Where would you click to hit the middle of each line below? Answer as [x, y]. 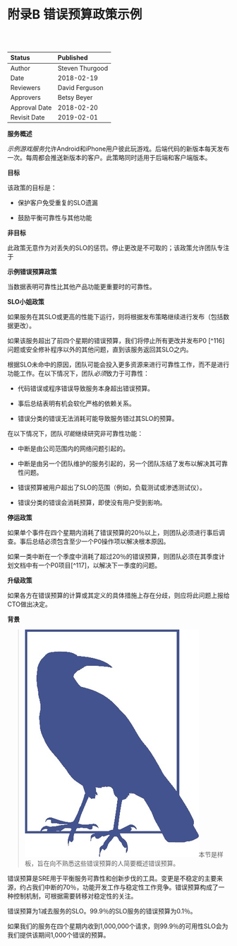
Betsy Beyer [75, 98]
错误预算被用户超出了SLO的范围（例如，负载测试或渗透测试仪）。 [112, 488]
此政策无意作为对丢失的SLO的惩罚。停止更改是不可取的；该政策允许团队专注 [119, 248]
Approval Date [31, 108]
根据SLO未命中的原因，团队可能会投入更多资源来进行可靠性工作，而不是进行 [119, 364]
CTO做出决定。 [29, 604]
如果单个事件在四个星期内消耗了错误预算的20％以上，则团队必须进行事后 [113, 533]
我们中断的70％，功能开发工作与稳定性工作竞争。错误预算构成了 [125, 887]
